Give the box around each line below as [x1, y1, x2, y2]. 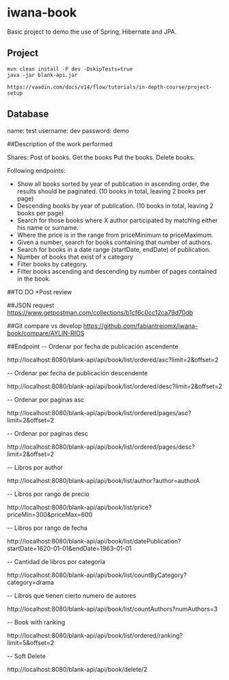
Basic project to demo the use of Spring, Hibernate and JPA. [7, 27, 177, 36]
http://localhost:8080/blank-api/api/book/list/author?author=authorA [7, 476, 200, 484]
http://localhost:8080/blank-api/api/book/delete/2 [7, 665, 148, 673]
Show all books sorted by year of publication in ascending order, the [16, 180, 210, 188]
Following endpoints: [7, 166, 66, 174]
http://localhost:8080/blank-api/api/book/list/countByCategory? [7, 571, 187, 579]
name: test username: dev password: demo [7, 126, 130, 134]
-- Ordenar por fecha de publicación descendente [7, 368, 148, 377]
